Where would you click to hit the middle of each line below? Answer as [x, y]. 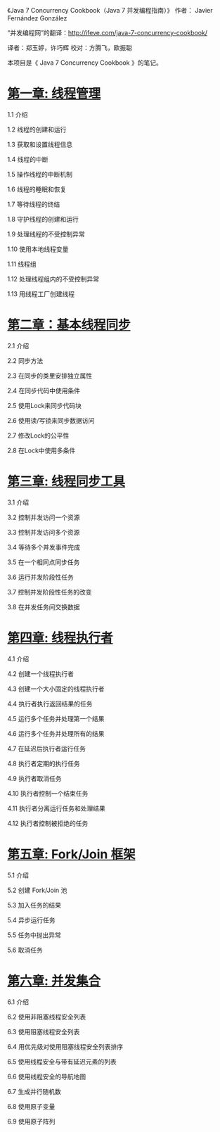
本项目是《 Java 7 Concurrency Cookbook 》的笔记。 [85, 63]
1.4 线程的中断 [28, 159]
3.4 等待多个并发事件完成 [44, 547]
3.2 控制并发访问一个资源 [44, 517]
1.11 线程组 [22, 264]
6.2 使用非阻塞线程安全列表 [47, 1017]
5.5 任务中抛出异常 [34, 935]
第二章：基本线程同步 [69, 325]
